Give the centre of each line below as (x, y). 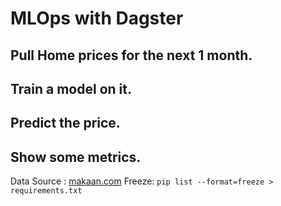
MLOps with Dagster (97, 18)
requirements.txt (46, 191)
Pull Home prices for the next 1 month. (131, 55)
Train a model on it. (71, 88)
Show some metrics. (76, 157)
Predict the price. (65, 123)
